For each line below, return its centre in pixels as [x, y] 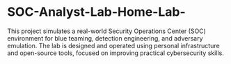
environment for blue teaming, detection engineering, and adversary [105, 38]
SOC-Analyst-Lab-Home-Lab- [96, 12]
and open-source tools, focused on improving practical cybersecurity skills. [115, 53]
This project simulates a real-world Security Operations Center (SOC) [107, 31]
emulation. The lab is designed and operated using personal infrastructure [114, 45]
